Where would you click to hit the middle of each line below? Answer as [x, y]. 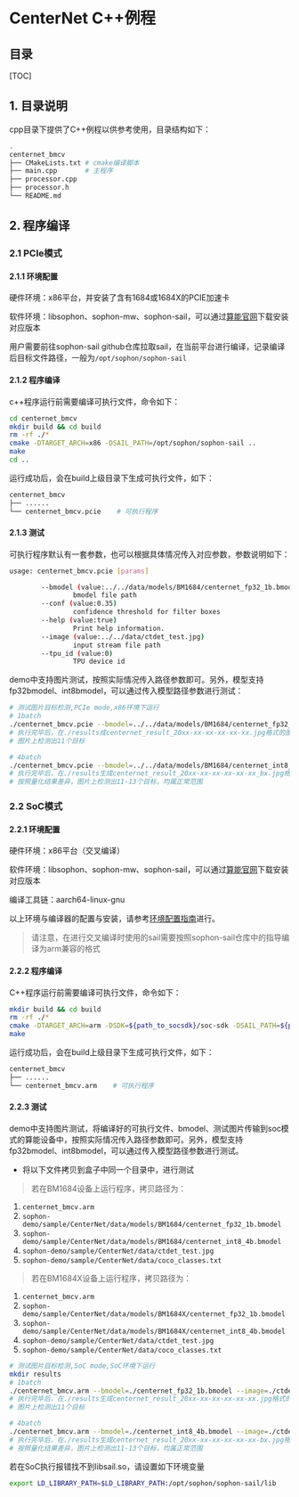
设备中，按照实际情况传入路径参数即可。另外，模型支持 [141, 1139]
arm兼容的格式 [73, 949]
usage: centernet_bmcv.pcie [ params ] [79, 571]
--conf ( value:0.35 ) [79, 604]
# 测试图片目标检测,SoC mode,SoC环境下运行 [82, 1366]
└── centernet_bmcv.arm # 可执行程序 [81, 1085]
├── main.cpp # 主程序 [61, 171]
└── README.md [36, 196]
